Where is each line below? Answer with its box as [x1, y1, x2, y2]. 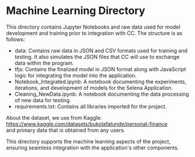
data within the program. [14, 60, 74, 67]
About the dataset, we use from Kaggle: [6, 114, 102, 121]
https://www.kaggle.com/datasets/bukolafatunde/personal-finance [6, 120, 168, 127]
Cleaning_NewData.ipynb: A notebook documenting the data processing [14, 90, 189, 97]
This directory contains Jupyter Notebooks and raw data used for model [6, 23, 180, 30]
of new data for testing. [14, 96, 71, 103]
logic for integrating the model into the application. [14, 72, 137, 79]
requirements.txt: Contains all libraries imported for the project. [14, 103, 167, 110]
